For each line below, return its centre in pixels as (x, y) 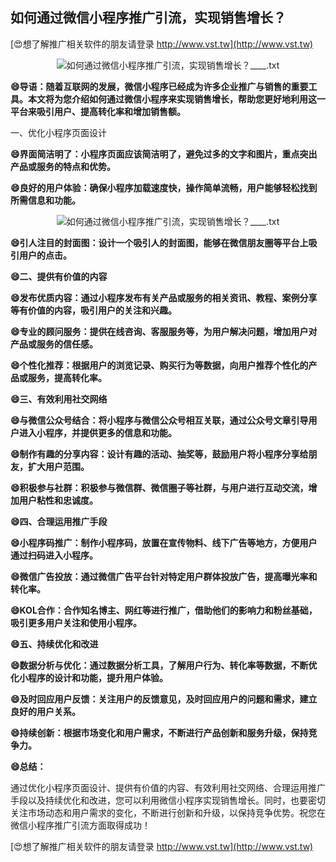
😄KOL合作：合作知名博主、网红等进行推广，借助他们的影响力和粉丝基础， (164, 610)
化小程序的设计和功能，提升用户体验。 (89, 677)
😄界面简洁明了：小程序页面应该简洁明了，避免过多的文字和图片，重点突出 (164, 154)
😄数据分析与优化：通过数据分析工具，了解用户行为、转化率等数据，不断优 (164, 665)
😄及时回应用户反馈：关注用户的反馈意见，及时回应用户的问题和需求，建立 (164, 699)
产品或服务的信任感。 (54, 344)
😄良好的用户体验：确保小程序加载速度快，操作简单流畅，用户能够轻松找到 (164, 187)
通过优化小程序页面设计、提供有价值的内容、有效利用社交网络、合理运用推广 (168, 787)
